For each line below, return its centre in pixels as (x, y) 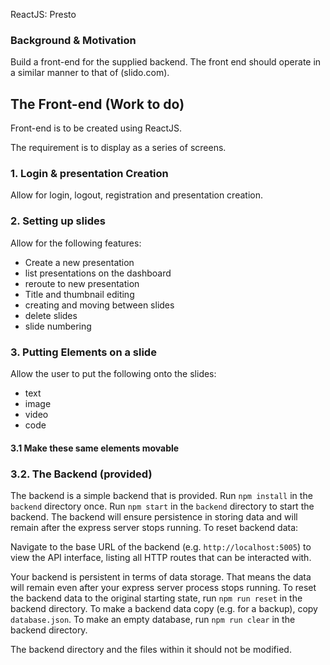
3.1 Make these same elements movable (95, 448)
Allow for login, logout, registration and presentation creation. (136, 195)
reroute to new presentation (82, 283)
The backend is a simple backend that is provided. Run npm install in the (161, 495)
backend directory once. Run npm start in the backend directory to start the (162, 506)
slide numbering (58, 326)
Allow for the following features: (76, 243)
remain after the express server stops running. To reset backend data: (154, 527)
